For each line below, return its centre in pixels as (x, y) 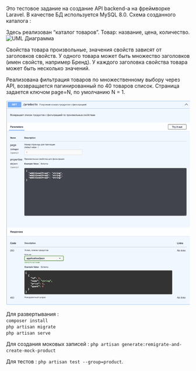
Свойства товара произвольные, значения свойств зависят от (84, 50)
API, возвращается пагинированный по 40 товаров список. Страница (93, 86)
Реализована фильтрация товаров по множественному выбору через (93, 79)
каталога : (19, 21)
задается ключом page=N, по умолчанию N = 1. (66, 92)
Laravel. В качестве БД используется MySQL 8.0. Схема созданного (91, 15)
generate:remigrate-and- (152, 345)
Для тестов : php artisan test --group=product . (65, 362)
